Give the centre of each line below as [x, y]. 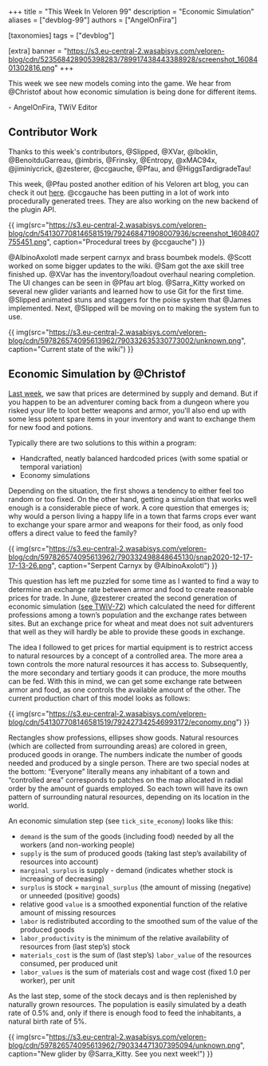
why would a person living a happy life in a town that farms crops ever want [132, 516]
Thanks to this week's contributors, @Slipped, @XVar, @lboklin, [113, 152]
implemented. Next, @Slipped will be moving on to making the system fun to [134, 308]
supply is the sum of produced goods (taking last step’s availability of [133, 853]
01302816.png [32, 68]
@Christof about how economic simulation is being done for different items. [133, 92]
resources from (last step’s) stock [75, 946]
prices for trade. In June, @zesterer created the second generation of [123, 598]
